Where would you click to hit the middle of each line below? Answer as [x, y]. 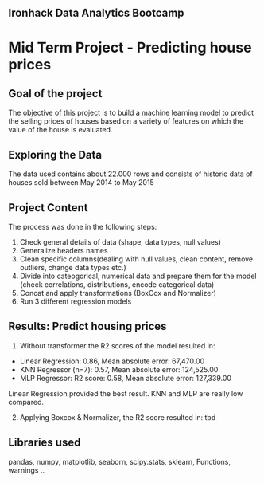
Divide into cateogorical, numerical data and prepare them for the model [138, 276]
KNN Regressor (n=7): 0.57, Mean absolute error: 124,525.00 [119, 369]
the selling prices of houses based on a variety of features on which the [126, 121]
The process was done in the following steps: [83, 227]
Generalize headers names [64, 251]
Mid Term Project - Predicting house [130, 47]
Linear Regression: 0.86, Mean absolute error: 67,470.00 [112, 361]
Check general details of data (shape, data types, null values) [120, 242]
